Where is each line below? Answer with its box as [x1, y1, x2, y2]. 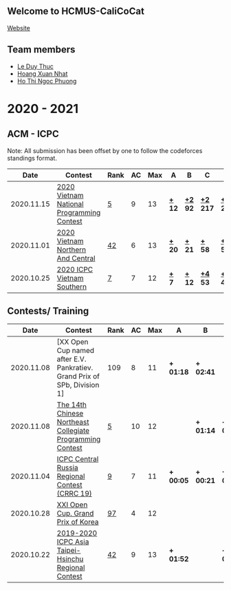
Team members [7, 44, 76, 56]
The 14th [56, 400, 87, 409]
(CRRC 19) [56, 489, 93, 498]
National [56, 199, 84, 209]
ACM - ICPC [7, 128, 60, 140]
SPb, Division [56, 380, 100, 390]
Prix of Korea [56, 517, 99, 527]
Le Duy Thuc [16, 62, 54, 70]
